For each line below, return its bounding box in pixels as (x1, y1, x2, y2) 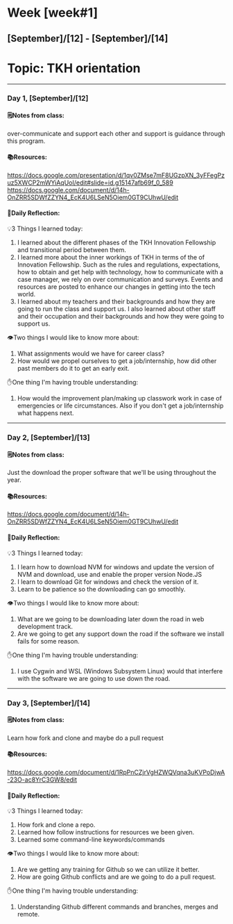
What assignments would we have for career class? (17, 349, 165, 358)
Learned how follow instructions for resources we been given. (17, 828, 195, 837)
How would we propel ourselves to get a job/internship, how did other (17, 357, 217, 365)
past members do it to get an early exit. (17, 364, 130, 373)
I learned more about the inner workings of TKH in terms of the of (17, 253, 205, 262)
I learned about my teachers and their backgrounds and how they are (17, 297, 216, 306)
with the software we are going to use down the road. (17, 674, 171, 682)
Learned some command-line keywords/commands (17, 835, 165, 844)
